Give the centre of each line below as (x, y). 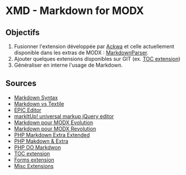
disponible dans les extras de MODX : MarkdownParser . (81, 53)
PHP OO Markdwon (37, 147)
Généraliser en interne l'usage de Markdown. (68, 65)
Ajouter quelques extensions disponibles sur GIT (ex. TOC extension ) (97, 59)
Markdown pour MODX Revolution (55, 128)
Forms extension (34, 160)
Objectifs (23, 32)
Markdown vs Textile (39, 104)
